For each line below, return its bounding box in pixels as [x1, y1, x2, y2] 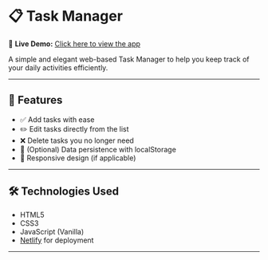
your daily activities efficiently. [8, 62, 108, 73]
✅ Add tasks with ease [19, 114, 95, 124]
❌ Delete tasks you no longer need [19, 136, 134, 145]
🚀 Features [8, 93, 63, 107]
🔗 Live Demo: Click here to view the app [8, 38, 141, 49]
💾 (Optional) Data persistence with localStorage [19, 144, 177, 154]
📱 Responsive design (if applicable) [19, 153, 136, 163]
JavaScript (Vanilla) [19, 227, 85, 236]
